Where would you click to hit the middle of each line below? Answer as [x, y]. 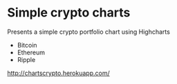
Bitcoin [27, 45]
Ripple [26, 59]
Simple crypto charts [69, 13]
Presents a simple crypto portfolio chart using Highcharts [89, 32]
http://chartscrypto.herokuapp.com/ [58, 73]
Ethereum [31, 52]
